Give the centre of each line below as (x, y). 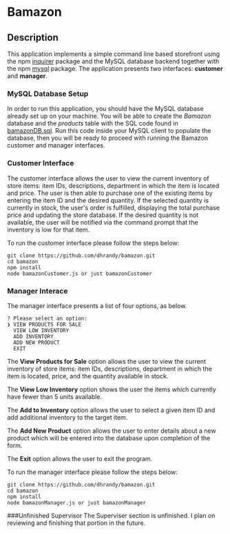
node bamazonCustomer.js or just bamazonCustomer (80, 274)
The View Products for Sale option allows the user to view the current (107, 361)
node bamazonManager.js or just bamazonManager (77, 503)
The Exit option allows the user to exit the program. (80, 458)
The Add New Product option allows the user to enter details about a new (112, 431)
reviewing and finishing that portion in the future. (76, 523)
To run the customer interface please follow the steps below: (93, 243)
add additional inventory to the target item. (67, 417)
